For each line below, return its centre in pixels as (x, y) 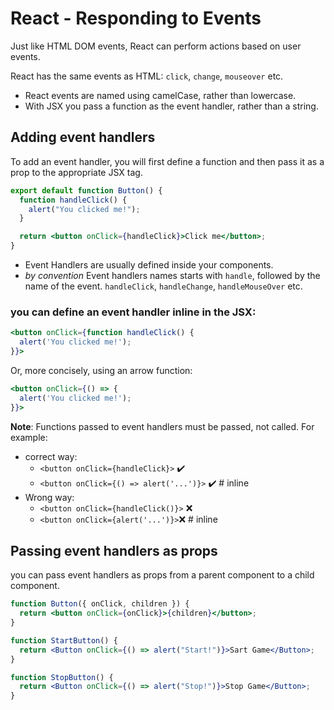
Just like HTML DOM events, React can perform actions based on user (156, 46)
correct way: (51, 456)
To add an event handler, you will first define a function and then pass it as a (167, 161)
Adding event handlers (83, 137)
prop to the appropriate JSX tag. (76, 172)
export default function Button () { (86, 190)
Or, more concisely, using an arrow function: (101, 370)
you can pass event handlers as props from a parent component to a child (162, 575)
